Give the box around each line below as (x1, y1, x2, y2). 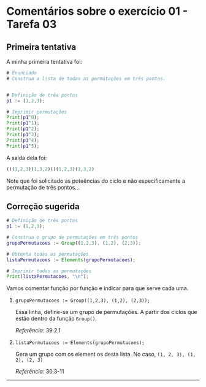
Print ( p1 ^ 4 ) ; (6, 137, 40, 144)
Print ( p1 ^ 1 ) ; (6, 120, 40, 126)
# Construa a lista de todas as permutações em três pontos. (6, 75, 166, 82)
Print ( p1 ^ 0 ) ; (6, 115, 40, 121)
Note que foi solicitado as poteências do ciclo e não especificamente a (6, 177, 185, 185)
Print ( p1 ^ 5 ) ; (6, 143, 40, 149)
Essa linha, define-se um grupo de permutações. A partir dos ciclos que (15, 308, 197, 316)
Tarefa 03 (6, 17, 57, 31)
